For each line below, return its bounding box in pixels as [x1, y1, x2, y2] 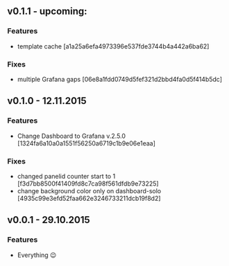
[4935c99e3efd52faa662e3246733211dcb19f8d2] [17, 194, 161, 202]
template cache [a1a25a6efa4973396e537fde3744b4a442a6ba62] [17, 42, 210, 51]
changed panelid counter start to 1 [17, 172, 116, 180]
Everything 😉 [17, 251, 57, 259]
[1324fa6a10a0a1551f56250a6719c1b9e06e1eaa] [17, 139, 156, 148]
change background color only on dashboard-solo [17, 186, 162, 195]
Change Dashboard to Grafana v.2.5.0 [17, 132, 126, 140]
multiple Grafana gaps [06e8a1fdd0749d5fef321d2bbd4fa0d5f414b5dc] [17, 75, 223, 83]
